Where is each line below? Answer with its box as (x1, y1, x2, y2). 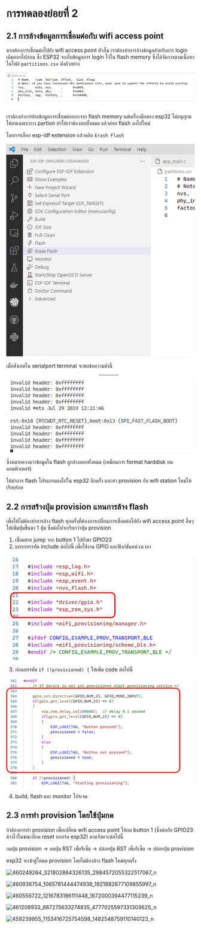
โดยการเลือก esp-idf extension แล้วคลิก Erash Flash (6, 132, 124, 139)
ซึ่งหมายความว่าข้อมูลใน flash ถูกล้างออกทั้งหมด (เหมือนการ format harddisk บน (6, 458, 173, 465)
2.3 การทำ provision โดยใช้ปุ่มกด (6, 810, 114, 820)
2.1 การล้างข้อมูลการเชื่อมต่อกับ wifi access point (6, 31, 164, 41)
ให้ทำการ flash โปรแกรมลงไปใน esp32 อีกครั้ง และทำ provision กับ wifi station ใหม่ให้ (6, 477, 192, 485)
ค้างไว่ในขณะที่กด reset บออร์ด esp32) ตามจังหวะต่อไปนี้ (6, 833, 124, 840)
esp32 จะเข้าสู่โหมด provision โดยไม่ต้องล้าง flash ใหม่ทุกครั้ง (6, 857, 136, 864)
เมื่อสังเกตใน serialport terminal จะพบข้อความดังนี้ (6, 362, 112, 369)
